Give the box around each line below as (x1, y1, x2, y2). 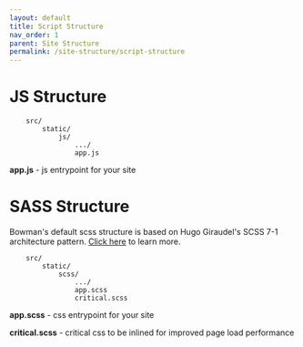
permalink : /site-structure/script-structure (9, 47, 185, 56)
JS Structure (9, 87, 107, 107)
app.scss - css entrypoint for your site (9, 310, 155, 320)
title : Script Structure (9, 22, 104, 31)
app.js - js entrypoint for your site (9, 165, 136, 176)
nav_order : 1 (9, 30, 59, 39)
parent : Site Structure (9, 38, 100, 48)
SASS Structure (9, 197, 130, 217)
